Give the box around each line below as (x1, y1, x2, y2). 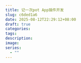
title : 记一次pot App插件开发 (5, 7, 64, 13)
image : (5, 41, 19, 46)
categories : (5, 26, 31, 31)
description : (5, 36, 33, 41)
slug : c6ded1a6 (5, 12, 38, 17)
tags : (5, 31, 17, 36)
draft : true (5, 21, 31, 27)
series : (5, 45, 22, 50)
